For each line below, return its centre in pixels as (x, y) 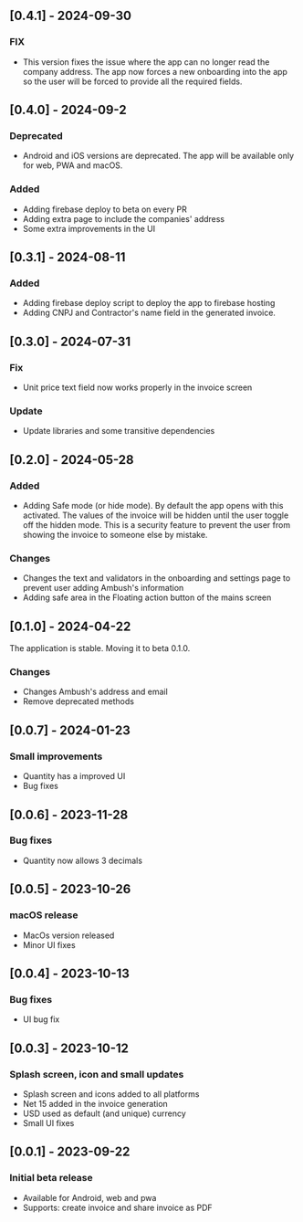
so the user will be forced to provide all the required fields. (132, 81)
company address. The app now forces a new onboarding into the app (155, 71)
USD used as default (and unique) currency (104, 1113)
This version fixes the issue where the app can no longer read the (146, 62)
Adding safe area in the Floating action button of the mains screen (147, 597)
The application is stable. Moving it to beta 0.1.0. (100, 648)
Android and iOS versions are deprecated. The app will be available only (158, 156)
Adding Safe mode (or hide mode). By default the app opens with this (153, 506)
